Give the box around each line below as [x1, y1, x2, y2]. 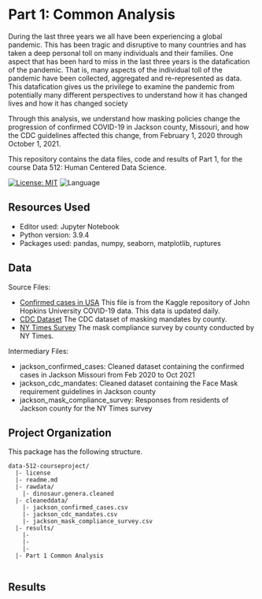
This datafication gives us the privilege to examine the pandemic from [8, 81, 234, 91]
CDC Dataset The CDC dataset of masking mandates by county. [19, 314, 227, 324]
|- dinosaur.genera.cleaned [22, 490, 114, 498]
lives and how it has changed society [8, 99, 128, 108]
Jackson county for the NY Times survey [19, 404, 153, 413]
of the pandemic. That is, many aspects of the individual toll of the [8, 65, 223, 74]
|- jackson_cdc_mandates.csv [22, 511, 118, 519]
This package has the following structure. [8, 447, 143, 456]
